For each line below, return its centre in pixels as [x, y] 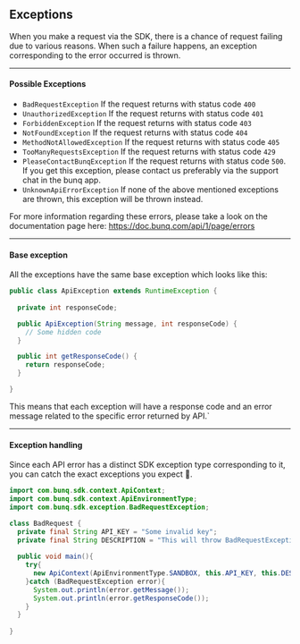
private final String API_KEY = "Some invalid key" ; [117, 531]
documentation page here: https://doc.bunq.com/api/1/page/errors [132, 226]
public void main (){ [55, 557]
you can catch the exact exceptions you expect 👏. [101, 474]
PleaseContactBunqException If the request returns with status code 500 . [154, 161]
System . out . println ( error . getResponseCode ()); [121, 598]
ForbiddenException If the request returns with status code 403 [137, 123]
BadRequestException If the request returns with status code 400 [139, 104]
